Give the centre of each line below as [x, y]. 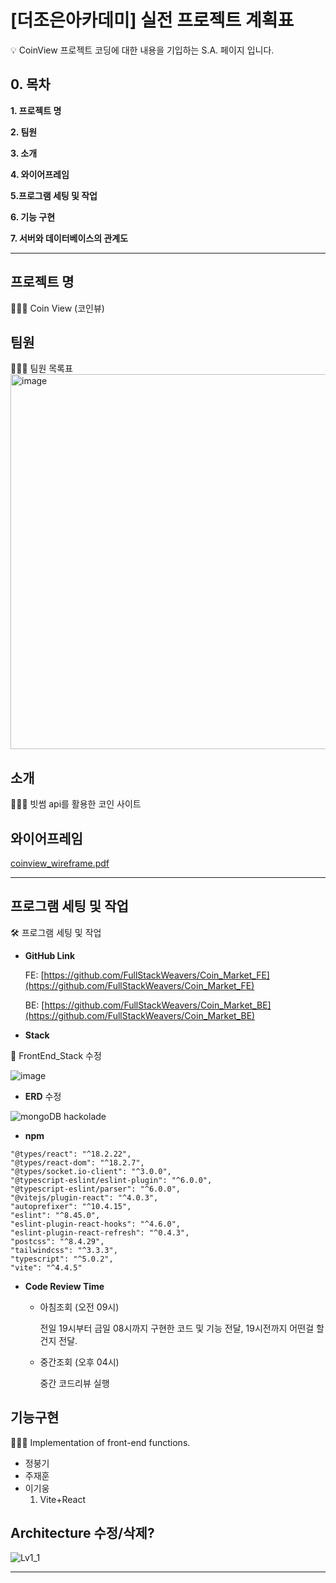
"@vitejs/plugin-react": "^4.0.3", [84, 1197]
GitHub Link [50, 955]
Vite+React [63, 1499]
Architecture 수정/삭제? [82, 1533]
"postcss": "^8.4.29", [57, 1241]
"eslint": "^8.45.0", [55, 1215]
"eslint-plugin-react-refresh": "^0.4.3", [100, 1232]
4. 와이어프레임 [40, 174]
